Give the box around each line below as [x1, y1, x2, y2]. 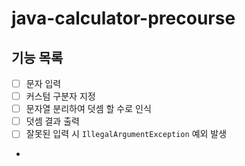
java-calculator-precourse [11, 7, 236, 30]
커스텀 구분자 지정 [25, 90, 96, 102]
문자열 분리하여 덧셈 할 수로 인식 [25, 103, 152, 115]
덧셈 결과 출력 [25, 115, 80, 127]
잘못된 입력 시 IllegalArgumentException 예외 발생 [25, 128, 228, 140]
